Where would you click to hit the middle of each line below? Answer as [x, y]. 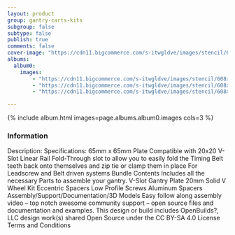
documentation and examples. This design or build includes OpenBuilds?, [113, 211]
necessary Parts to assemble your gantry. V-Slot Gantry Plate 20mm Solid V [117, 181]
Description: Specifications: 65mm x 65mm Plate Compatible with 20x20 [112, 151]
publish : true [28, 40]
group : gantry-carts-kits [45, 20]
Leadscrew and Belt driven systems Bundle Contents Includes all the [106, 173]
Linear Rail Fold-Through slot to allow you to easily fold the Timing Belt [122, 159]
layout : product [31, 14]
